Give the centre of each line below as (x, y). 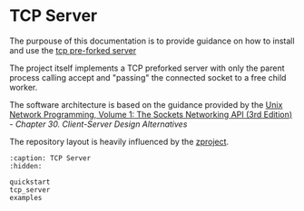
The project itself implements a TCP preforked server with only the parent (147, 68)
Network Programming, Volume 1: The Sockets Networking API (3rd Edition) (151, 114)
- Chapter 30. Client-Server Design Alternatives (98, 124)
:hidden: (26, 166)
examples (26, 197)
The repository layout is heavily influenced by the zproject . (119, 141)
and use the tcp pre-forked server (73, 50)
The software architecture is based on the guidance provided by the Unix (146, 104)
